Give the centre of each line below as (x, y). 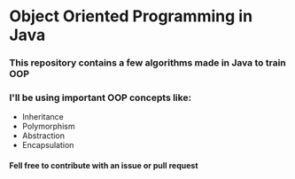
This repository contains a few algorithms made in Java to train (147, 63)
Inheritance (43, 117)
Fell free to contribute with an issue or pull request (104, 165)
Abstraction (43, 136)
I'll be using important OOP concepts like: (101, 97)
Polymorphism (48, 127)
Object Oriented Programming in (131, 16)
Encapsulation (48, 145)
